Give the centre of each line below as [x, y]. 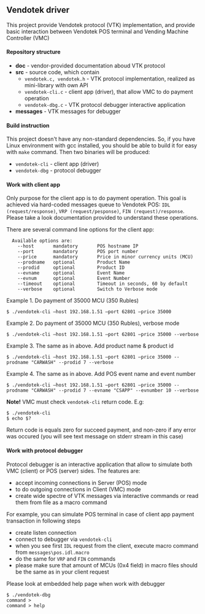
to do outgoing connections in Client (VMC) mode [78, 489]
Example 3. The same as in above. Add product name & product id [90, 346]
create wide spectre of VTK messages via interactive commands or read [107, 495]
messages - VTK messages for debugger [68, 111]
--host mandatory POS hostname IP [78, 246]
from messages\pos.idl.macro [52, 552]
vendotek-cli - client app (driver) [57, 164]
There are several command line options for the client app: [80, 230]
